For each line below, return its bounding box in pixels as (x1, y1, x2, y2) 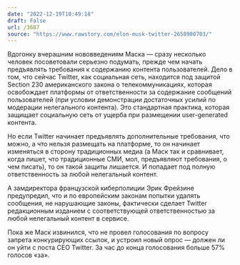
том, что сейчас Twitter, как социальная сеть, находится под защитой (7, 73, 221, 81)
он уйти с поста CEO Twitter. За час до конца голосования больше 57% (7, 244, 225, 252)
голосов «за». (7, 251, 50, 259)
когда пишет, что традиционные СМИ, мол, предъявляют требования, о (7, 155, 227, 164)
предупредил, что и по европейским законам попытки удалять (7, 191, 201, 200)
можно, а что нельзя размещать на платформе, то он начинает (7, 140, 201, 149)
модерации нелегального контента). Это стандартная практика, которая (7, 103, 230, 111)
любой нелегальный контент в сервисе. (7, 214, 130, 223)
